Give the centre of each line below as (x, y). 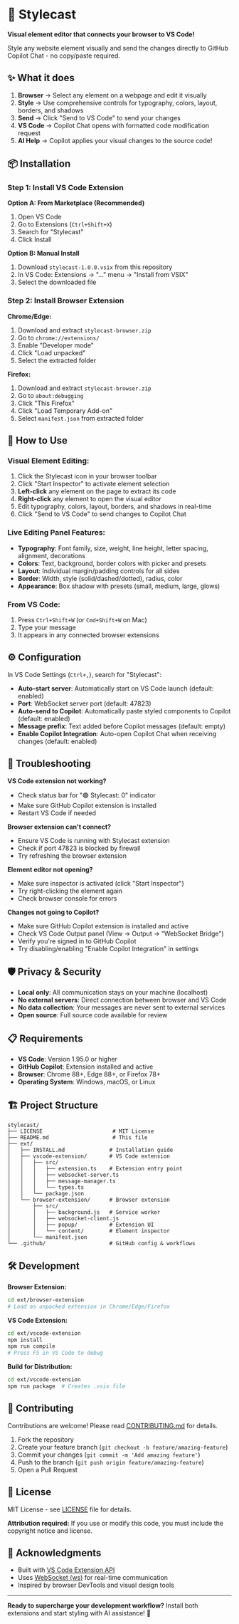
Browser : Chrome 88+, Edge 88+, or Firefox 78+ (89, 1074)
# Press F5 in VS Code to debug (55, 1353)
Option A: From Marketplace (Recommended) (76, 203)
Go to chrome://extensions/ (58, 337)
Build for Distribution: (40, 1367)
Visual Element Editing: (48, 461)
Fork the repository (46, 1439)
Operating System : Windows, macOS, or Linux (86, 1082)
